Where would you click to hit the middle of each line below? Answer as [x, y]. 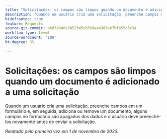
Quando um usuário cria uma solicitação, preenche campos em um [74, 106]
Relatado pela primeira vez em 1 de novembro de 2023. [62, 131]
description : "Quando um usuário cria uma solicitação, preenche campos [82, 14]
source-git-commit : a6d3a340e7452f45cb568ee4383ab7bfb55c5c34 [71, 28]
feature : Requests [24, 24]
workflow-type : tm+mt [28, 33]
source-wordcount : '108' [31, 38]
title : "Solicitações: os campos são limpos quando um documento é [77, 10]
